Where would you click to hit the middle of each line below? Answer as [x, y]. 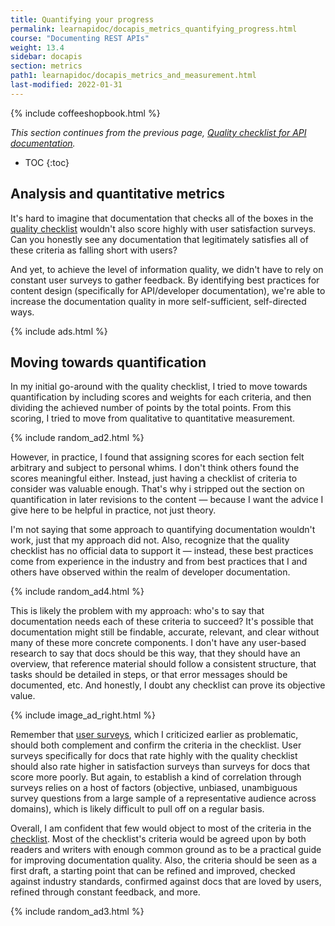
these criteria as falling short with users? [94, 250]
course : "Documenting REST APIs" [80, 38]
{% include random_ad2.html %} [77, 438]
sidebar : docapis [46, 57]
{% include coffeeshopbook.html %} [85, 113]
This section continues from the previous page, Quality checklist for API [158, 132]
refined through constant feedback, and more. [105, 892]
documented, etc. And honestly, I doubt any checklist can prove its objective [168, 685]
